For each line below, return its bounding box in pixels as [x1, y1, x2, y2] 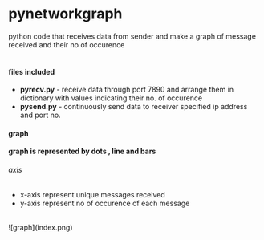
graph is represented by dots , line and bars [8, 146, 156, 157]
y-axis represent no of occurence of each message [19, 198, 190, 208]
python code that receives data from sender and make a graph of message [8, 31, 257, 41]
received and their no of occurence [8, 39, 125, 49]
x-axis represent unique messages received [19, 189, 166, 199]
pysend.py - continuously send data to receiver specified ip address [19, 102, 248, 112]
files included [8, 67, 55, 76]
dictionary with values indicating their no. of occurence [19, 93, 203, 103]
